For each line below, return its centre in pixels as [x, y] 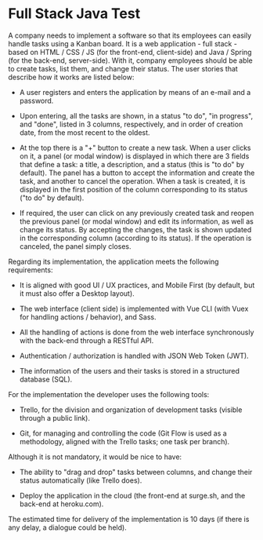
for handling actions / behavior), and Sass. [88, 317]
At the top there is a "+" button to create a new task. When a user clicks [135, 148]
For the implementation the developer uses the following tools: [109, 394]
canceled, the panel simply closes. [75, 246]
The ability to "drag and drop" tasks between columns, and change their [136, 472]
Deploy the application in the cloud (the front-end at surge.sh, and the [132, 495]
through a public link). [54, 418]
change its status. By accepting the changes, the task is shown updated [135, 229]
